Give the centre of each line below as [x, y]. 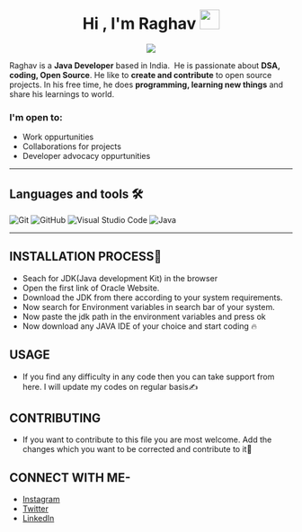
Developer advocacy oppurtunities [86, 156]
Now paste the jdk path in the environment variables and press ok [144, 316]
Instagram [41, 500]
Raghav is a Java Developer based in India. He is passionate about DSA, [145, 65]
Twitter [36, 509]
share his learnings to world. [62, 93]
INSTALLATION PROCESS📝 [86, 257]
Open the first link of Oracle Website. [91, 288]
